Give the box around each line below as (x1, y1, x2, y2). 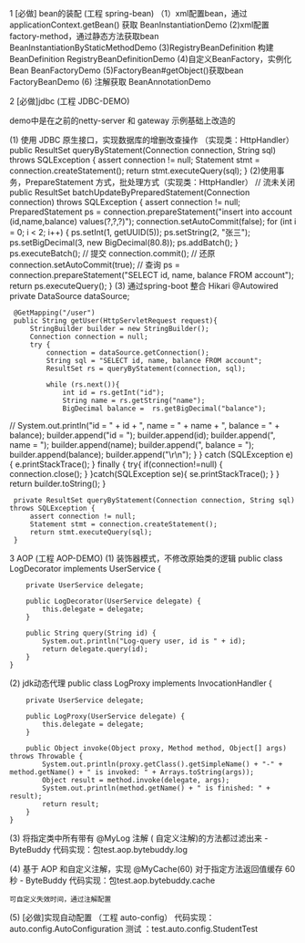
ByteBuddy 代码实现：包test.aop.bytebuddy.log (9, 845, 188, 855)
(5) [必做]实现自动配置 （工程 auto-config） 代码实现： (9, 912, 215, 923)
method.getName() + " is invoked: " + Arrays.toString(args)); (9, 768, 255, 777)
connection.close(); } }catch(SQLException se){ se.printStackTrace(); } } (9, 469, 280, 479)
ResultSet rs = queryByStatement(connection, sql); (46, 364, 247, 373)
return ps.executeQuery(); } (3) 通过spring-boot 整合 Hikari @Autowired (9, 281, 280, 291)
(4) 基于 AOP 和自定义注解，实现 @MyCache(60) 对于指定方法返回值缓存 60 (9, 864, 296, 874)
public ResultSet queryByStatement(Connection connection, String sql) (9, 145, 276, 155)
